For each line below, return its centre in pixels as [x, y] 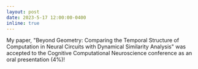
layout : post [23, 12]
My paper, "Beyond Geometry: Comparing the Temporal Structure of [93, 41]
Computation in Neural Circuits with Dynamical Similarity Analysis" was [96, 47]
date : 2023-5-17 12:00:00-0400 [46, 18]
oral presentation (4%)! [36, 60]
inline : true [23, 23]
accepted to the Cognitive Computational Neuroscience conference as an [99, 53]
